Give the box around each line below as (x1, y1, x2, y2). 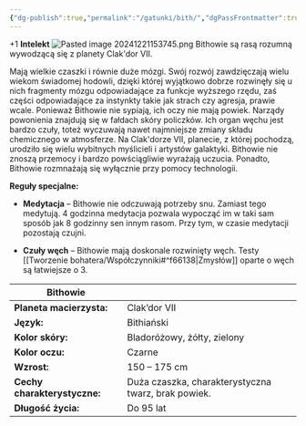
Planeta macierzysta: (14, 301, 107, 314)
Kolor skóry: (14, 330, 68, 343)
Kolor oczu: (14, 346, 65, 358)
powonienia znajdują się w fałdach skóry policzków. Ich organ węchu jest (9, 114, 284, 125)
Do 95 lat (127, 401, 167, 414)
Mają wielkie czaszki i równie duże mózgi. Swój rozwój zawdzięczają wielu (9, 66, 290, 77)
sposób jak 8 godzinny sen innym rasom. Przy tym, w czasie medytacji (22, 217, 290, 228)
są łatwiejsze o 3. (22, 264, 88, 275)
